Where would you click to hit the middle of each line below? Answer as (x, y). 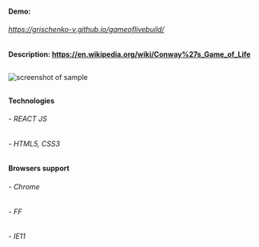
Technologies (32, 101)
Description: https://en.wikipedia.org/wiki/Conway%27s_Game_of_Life (129, 54)
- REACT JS (28, 119)
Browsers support (39, 169)
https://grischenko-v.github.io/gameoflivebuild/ (86, 30)
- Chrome (24, 186)
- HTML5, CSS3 (34, 143)
